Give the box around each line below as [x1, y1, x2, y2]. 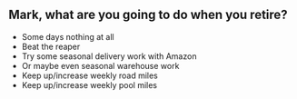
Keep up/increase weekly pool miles [21, 79, 158, 90]
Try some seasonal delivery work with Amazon [21, 50, 197, 62]
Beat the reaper [21, 41, 81, 52]
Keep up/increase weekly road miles [21, 70, 158, 81]
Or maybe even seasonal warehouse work [21, 60, 180, 71]
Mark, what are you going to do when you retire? [8, 7, 288, 23]
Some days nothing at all [21, 31, 114, 42]
